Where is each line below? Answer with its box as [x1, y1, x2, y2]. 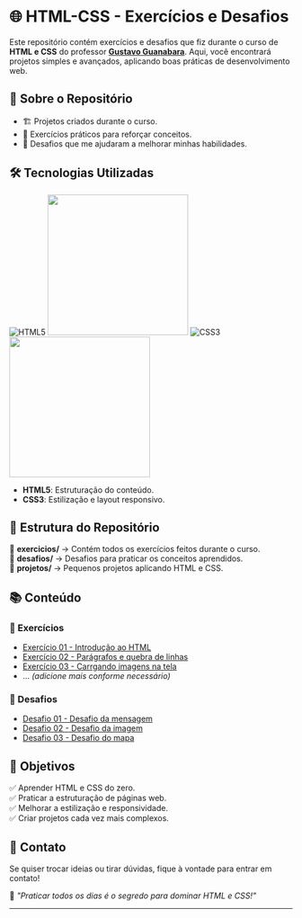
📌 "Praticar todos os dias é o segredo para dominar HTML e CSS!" [9, 890, 257, 901]
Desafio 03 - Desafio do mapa [22, 733, 135, 744]
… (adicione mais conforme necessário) [22, 671, 171, 682]
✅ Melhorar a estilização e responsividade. [9, 803, 169, 814]
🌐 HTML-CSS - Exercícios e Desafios [9, 6, 289, 27]
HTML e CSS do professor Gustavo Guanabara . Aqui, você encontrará [9, 46, 271, 57]
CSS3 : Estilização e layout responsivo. [22, 494, 165, 504]
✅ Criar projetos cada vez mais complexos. [9, 813, 169, 824]
